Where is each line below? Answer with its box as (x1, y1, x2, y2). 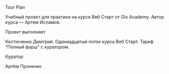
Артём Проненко (5, 63, 42, 69)
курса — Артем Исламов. (5, 19, 61, 25)
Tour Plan (5, 4, 25, 10)
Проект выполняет (5, 29, 46, 34)
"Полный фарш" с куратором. (5, 44, 70, 49)
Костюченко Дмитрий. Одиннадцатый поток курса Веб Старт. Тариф (5, 38, 154, 44)
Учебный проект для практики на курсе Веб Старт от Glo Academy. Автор (5, 14, 164, 19)
